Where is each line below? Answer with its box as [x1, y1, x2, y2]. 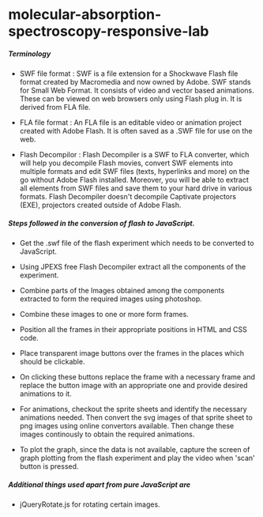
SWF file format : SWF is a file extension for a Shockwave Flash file [19, 69, 239, 78]
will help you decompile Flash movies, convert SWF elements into [19, 158, 233, 168]
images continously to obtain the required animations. [19, 429, 195, 440]
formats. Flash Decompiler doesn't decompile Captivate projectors [19, 192, 237, 202]
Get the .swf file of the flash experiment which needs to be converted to [19, 239, 254, 248]
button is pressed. [19, 462, 79, 471]
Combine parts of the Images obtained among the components [19, 286, 225, 296]
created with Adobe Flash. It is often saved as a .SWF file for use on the [19, 126, 253, 136]
